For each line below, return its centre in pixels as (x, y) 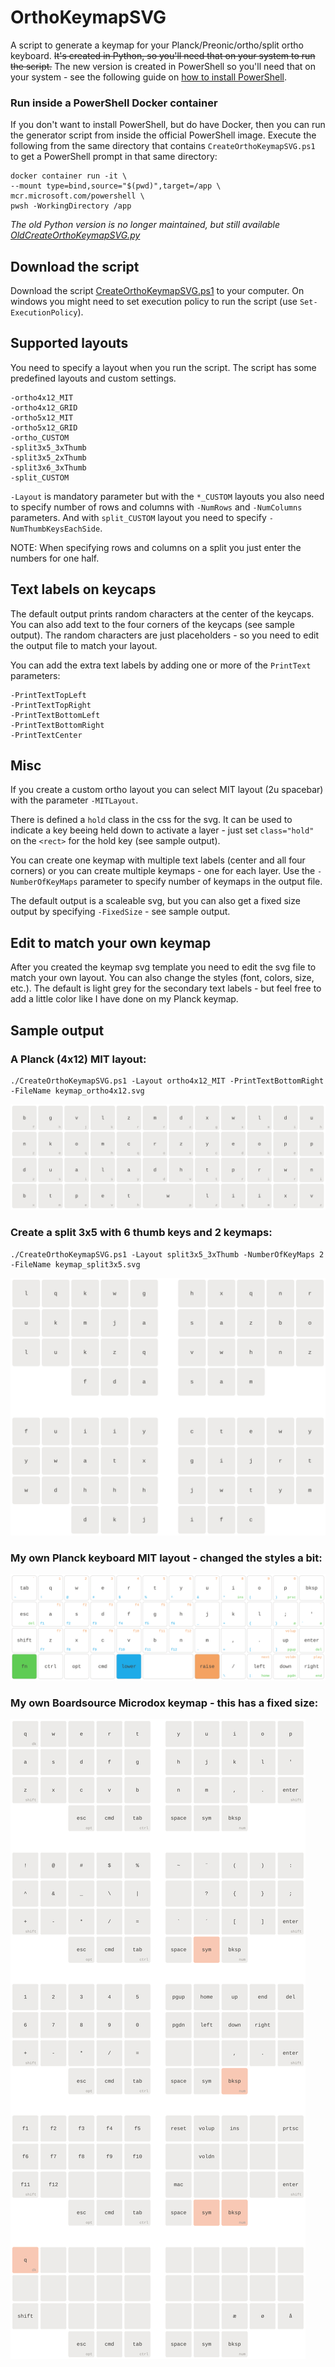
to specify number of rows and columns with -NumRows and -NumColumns (156, 507)
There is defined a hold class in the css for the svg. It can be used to (151, 820)
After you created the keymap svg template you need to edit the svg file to (163, 967)
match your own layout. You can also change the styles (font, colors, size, (162, 978)
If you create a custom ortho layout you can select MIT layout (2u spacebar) (167, 790)
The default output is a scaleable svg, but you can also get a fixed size (155, 901)
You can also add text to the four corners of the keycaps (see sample (152, 624)
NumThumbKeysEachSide (55, 529)
